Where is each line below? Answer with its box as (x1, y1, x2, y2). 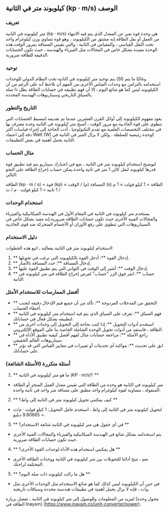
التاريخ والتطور (5, 104, 37, 111)
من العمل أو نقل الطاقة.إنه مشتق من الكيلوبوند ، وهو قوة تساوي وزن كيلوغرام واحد (5, 36, 159, 42)
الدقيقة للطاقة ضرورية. (5, 52, 49, 58)
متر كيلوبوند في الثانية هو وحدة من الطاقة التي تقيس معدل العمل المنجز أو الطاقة (12, 381, 163, 388)
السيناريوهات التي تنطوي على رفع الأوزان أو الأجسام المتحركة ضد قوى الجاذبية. (5, 221, 151, 227)
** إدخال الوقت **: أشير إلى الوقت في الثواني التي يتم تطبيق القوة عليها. (12, 265, 148, 271)
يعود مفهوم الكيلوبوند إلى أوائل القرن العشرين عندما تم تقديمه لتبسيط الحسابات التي (5, 115, 162, 122)
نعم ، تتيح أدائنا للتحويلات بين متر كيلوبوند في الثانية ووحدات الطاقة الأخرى (12, 456, 149, 462)
